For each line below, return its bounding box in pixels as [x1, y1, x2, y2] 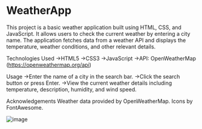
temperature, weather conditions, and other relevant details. [6, 43, 156, 50]
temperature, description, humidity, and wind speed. [6, 85, 137, 93]
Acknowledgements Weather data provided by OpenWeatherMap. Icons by [6, 98, 193, 105]
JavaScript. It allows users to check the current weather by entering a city [6, 30, 191, 37]
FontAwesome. [6, 104, 44, 111]
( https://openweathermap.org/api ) [6, 61, 92, 68]
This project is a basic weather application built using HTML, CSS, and [6, 24, 181, 31]
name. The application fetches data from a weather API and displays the [6, 36, 186, 44]
